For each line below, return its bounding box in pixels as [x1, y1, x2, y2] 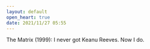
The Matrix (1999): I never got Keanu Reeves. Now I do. [6, 36, 145, 44]
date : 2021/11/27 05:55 [6, 20, 67, 26]
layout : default [6, 8, 47, 15]
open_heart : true [6, 14, 50, 20]
